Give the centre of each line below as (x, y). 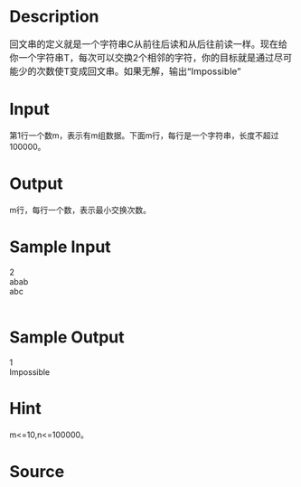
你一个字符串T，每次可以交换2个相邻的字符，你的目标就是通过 (142, 58)
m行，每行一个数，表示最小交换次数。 (80, 210)
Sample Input (60, 247)
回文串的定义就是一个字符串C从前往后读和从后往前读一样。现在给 (148, 44)
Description (54, 17)
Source (37, 471)
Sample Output (67, 337)
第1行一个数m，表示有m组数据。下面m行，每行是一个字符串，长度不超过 (144, 135)
